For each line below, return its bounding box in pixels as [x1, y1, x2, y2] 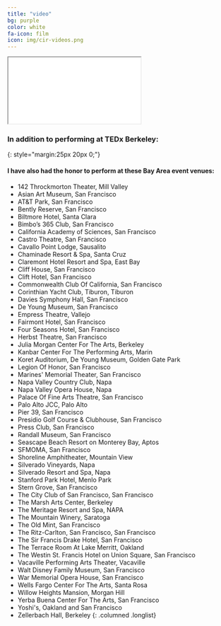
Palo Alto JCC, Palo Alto [17, 400, 88, 409]
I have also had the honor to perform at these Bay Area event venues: [7, 167, 215, 175]
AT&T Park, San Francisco [17, 197, 93, 206]
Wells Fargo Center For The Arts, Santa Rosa [17, 581, 148, 589]
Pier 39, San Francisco [17, 407, 83, 416]
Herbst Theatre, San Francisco [17, 332, 107, 341]
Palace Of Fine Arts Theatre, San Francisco [17, 393, 143, 401]
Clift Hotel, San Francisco [17, 272, 92, 281]
